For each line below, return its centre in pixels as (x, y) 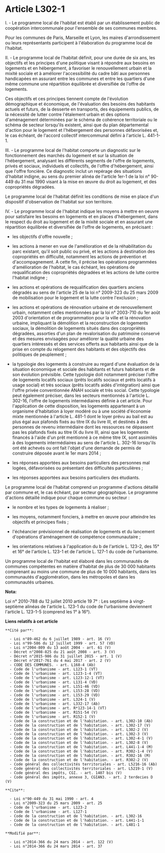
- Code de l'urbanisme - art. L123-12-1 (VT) (57, 678)
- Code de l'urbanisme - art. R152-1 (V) (53, 717)
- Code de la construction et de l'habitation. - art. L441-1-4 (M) (81, 747)
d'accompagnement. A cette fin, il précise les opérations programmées (84, 262)
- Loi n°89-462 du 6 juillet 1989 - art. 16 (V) (60, 639)
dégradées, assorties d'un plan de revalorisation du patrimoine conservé (86, 333)
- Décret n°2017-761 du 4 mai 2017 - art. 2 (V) (60, 660)
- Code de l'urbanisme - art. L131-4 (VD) (54, 682)
